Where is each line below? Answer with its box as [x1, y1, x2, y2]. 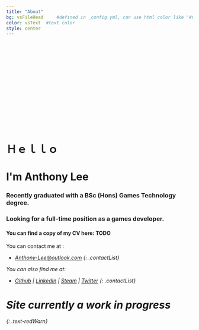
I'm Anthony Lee [6, 170, 89, 184]
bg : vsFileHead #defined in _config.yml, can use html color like [6, 14, 184, 20]
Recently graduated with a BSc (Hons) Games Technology [6, 191, 176, 200]
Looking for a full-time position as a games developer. [6, 215, 165, 223]
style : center [6, 25, 41, 32]
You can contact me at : [6, 243, 64, 250]
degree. [6, 199, 30, 207]
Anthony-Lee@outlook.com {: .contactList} [14, 254, 120, 262]
